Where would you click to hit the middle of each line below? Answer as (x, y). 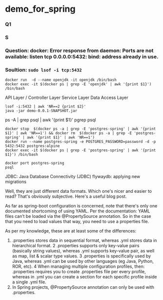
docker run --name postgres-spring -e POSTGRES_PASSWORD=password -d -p (81, 142)
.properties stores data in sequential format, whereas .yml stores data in (84, 240)
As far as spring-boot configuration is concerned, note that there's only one (81, 206)
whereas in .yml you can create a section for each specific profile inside (84, 277)
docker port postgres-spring (35, 163)
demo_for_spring (40, 9)
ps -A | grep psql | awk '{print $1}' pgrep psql (51, 120)
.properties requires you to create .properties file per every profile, (79, 272)
